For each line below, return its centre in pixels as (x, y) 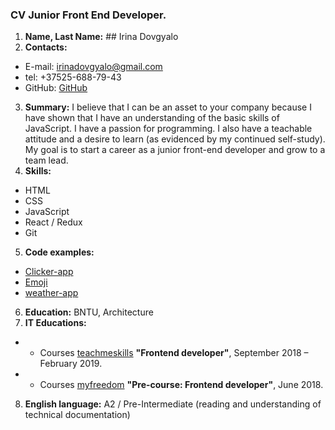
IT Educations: (55, 323)
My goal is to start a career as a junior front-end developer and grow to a (175, 150)
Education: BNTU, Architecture (89, 312)
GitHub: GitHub (56, 88)
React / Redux (53, 222)
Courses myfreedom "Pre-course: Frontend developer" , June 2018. (181, 385)
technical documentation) (77, 415)
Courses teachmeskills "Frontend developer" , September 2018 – (174, 353)
